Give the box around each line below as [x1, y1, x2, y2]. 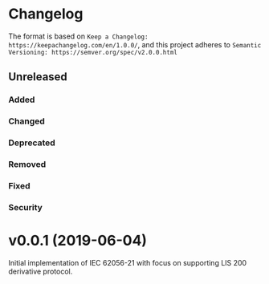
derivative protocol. [8, 266, 73, 276]
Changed [8, 116, 46, 127]
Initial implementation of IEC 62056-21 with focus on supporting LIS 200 [8, 258, 247, 267]
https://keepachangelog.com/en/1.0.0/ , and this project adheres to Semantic [8, 39, 262, 49]
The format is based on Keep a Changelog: [8, 31, 149, 41]
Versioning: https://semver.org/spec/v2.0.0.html [8, 48, 178, 56]
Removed [8, 159, 47, 170]
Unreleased [8, 70, 68, 84]
